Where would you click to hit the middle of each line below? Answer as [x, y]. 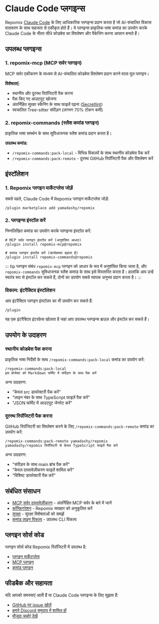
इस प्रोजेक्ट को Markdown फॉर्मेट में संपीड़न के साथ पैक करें [51, 373]
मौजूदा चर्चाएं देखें [25, 616]
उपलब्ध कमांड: [16, 143]
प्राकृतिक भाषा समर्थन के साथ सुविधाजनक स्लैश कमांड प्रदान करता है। [59, 133]
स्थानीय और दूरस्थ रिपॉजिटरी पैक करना [42, 93]
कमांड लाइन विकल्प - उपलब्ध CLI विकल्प [44, 519]
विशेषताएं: [12, 83]
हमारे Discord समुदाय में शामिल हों [39, 610]
